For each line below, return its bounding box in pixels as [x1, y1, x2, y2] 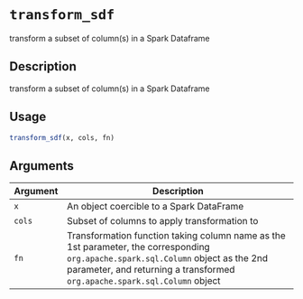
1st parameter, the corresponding [67, 241, 210, 254]
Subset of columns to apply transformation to [67, 215, 259, 228]
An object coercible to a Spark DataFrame [67, 201, 244, 213]
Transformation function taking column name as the [67, 229, 286, 242]
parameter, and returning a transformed [67, 264, 235, 276]
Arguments [9, 158, 75, 173]
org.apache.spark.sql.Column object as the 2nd [67, 252, 269, 265]
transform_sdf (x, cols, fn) [9, 133, 115, 142]
